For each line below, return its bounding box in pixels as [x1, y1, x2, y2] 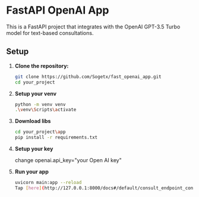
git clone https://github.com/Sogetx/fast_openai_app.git [14, 73, 162, 80]
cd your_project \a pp [14, 129, 66, 135]
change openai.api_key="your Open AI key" [14, 157, 122, 163]
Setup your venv [14, 90, 57, 97]
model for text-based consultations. [6, 29, 94, 36]
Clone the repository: [14, 62, 69, 69]
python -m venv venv [14, 101, 66, 107]
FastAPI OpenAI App [6, 4, 109, 17]
